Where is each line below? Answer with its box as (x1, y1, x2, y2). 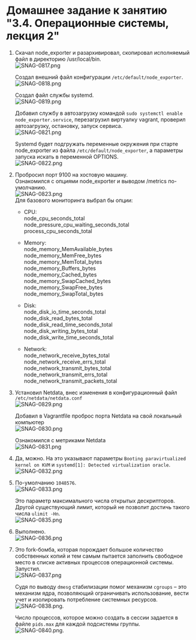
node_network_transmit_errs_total (23, 371, 108, 378)
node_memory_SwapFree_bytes (23, 284, 103, 291)
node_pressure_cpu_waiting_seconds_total (23, 221, 130, 228)
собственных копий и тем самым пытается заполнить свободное (14, 552, 183, 559)
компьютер (14, 418, 45, 425)
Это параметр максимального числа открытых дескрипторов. (14, 497, 176, 504)
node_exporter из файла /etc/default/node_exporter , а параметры (14, 147, 183, 154)
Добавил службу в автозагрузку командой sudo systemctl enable (14, 109, 183, 117)
